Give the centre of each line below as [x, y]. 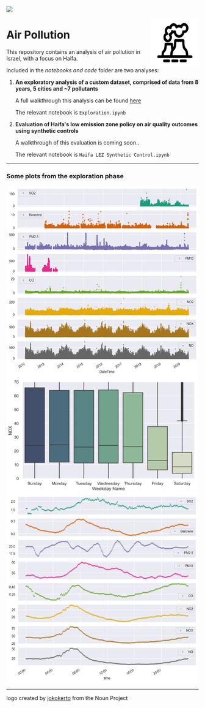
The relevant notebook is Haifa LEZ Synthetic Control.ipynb [92, 154]
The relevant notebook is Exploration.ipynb [70, 112]
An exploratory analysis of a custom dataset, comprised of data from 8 [107, 82]
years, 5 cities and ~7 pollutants [57, 88]
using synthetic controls [47, 130]
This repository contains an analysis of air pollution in [74, 51]
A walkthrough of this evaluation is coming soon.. [77, 142]
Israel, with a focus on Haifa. [42, 58]
